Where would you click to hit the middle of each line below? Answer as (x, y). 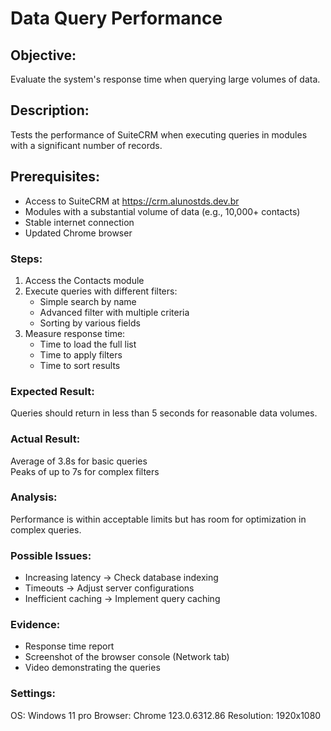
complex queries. (46, 529)
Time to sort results (80, 365)
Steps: (26, 259)
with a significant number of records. (86, 145)
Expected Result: (52, 391)
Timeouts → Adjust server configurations (109, 588)
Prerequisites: (55, 177)
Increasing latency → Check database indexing (121, 578)
